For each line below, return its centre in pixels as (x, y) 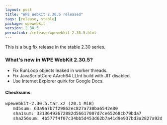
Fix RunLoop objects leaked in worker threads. (60, 70)
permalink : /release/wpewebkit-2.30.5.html (51, 33)
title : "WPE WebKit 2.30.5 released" (44, 14)
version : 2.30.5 (22, 28)
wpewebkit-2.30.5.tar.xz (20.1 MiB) (50, 103)
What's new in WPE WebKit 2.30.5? (49, 60)
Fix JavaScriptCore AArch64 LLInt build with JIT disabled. (72, 76)
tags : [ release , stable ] (31, 19)
